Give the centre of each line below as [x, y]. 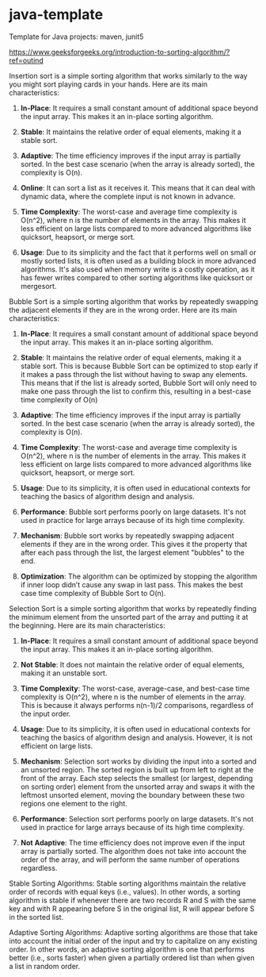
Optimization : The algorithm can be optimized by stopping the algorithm [139, 576]
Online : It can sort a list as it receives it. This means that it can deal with [138, 187]
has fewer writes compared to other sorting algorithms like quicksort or [137, 277]
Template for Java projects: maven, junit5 [76, 37]
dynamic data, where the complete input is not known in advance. [128, 196]
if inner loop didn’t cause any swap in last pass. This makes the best [132, 584]
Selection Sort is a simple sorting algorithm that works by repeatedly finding [133, 608]
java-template [56, 15]
